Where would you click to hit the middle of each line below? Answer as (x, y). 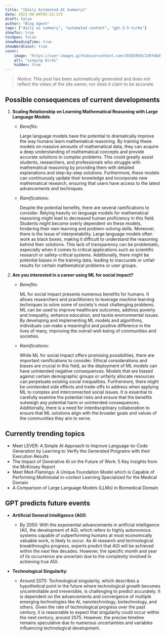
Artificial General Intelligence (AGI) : (50, 515)
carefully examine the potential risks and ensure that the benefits (86, 397)
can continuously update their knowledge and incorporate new (83, 178)
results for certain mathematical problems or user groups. (78, 265)
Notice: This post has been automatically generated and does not (84, 79)
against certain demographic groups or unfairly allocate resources (87, 376)
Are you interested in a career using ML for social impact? (73, 275)
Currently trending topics (45, 434)
